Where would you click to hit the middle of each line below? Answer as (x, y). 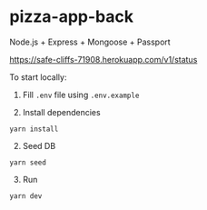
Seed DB (39, 145)
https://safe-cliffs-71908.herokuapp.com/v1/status (103, 59)
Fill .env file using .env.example (81, 95)
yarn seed (28, 162)
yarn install (34, 129)
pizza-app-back (72, 17)
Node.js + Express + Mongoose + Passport (90, 42)
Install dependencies (62, 112)
